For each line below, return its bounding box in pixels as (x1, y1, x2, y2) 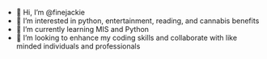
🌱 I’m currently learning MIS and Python (15, 25, 150, 33)
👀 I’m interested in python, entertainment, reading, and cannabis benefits (15, 16, 260, 26)
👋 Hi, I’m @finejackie (15, 8, 86, 17)
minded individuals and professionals (15, 41, 141, 51)
